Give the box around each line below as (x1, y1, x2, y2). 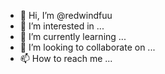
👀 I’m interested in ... (19, 20, 105, 32)
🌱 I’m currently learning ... (19, 31, 127, 42)
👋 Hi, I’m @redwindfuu (19, 10, 113, 21)
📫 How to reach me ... (19, 53, 113, 64)
